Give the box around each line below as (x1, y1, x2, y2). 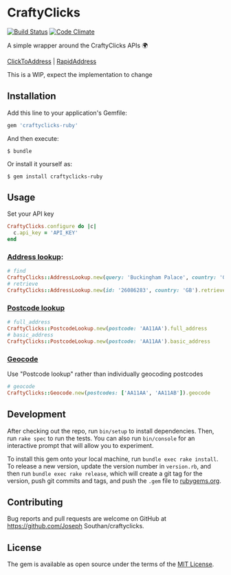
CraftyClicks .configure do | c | (7, 223, 97, 230)
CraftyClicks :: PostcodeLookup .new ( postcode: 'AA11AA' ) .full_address (7, 325, 208, 332)
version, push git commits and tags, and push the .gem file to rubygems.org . (7, 476, 222, 485)
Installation (7, 91, 56, 102)
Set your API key (7, 210, 54, 218)
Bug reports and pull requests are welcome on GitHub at (7, 515, 167, 523)
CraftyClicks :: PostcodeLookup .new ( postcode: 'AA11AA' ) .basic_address (7, 338, 211, 345)
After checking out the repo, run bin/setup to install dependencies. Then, (7, 427, 214, 435)
